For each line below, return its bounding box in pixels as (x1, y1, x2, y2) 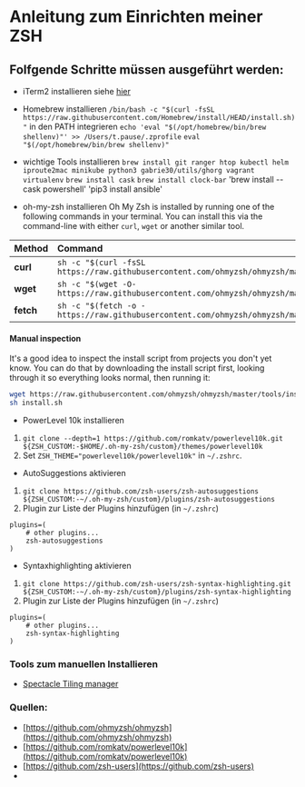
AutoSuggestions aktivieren (22, 467, 126, 478)
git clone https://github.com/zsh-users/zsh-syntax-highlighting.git (22, 579, 292, 588)
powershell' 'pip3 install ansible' (42, 184, 163, 194)
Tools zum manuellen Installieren (9, 657, 159, 670)
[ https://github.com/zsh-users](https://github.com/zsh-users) (22, 761, 254, 772)
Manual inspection (9, 333, 82, 344)
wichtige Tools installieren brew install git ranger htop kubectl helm (22, 156, 289, 167)
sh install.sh (9, 398, 64, 408)
